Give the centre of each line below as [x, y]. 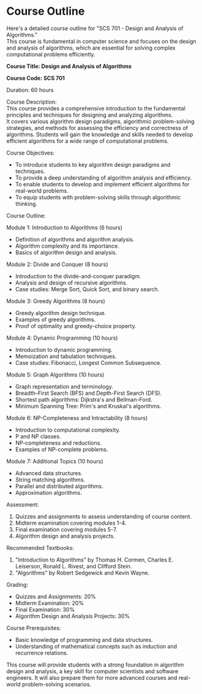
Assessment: [23, 505]
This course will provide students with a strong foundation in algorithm [95, 665]
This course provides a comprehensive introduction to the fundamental [96, 108]
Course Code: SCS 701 [36, 78]
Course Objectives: [31, 153]
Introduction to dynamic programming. [64, 349]
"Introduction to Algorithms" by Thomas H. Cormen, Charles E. [94, 560]
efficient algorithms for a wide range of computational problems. [88, 141]
